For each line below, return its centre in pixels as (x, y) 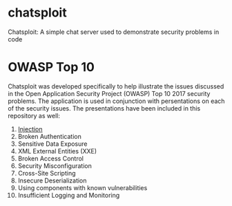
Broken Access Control (50, 158)
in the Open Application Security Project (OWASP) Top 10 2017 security (109, 93)
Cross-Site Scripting (47, 173)
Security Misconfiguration (55, 166)
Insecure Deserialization (52, 180)
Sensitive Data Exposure (52, 144)
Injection (30, 129)
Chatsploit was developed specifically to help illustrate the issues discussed (116, 86)
